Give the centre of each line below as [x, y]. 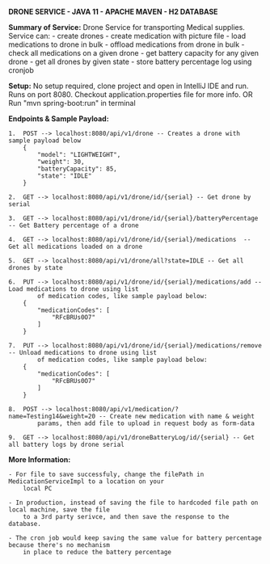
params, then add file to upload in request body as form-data [146, 423]
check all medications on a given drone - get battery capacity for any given [134, 53]
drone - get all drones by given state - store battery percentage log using [130, 61]
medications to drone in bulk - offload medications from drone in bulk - [127, 44]
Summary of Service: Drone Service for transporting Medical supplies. [127, 27]
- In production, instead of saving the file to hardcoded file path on [133, 503]
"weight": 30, [61, 162]
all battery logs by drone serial [67, 444]
